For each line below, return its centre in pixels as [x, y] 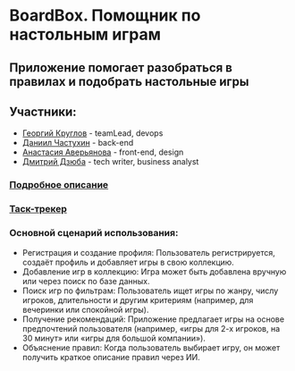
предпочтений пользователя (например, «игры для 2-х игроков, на [151, 328]
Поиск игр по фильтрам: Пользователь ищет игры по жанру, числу [150, 291]
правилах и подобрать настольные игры [129, 81]
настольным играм [85, 34]
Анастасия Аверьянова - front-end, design [103, 152]
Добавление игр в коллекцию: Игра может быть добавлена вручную [154, 271]
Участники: [43, 111]
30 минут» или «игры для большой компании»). [114, 338]
